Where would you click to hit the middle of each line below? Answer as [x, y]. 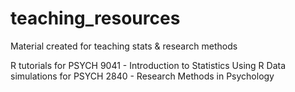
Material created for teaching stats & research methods [124, 46]
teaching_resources [95, 18]
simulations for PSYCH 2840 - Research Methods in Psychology [142, 76]
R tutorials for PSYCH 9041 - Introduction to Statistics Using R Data [148, 65]
